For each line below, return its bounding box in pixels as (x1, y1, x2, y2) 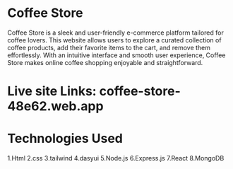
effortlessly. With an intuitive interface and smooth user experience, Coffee (7, 51, 226, 59)
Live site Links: (7, 83, 97, 100)
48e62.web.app (7, 98, 104, 115)
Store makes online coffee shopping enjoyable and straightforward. (7, 58, 203, 66)
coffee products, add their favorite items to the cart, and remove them (7, 43, 210, 52)
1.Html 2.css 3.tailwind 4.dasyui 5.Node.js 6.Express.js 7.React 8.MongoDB (7, 154, 225, 163)
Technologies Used (7, 131, 124, 146)
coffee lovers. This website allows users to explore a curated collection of (7, 35, 222, 44)
